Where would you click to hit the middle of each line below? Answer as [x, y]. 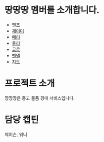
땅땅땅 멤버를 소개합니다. [52, 10]
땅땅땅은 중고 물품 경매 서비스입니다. [40, 98]
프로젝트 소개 [30, 84]
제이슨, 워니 [16, 134]
